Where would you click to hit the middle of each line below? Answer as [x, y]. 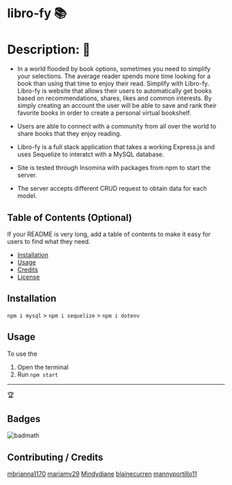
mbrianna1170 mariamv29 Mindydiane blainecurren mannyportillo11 [102, 474]
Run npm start [38, 374]
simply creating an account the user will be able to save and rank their [117, 106]
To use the [22, 354]
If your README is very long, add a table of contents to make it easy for [109, 234]
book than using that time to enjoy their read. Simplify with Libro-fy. [113, 84]
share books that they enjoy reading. [69, 134]
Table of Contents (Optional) [70, 217]
